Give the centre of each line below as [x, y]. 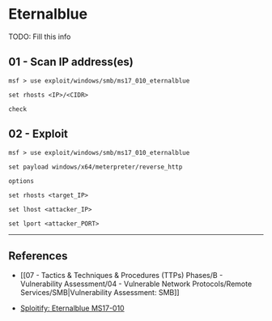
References [38, 256]
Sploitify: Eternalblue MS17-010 [72, 308]
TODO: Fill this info [40, 36]
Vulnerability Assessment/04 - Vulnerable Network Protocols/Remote [136, 284]
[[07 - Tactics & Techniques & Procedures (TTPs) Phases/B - [121, 276]
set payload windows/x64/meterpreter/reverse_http [96, 167]
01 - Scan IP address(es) [71, 62]
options [21, 181]
